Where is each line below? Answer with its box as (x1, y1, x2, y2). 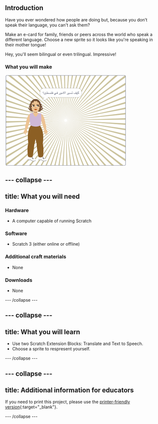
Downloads (5, 276, 33, 283)
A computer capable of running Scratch (12, 218, 91, 224)
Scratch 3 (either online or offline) (12, 241, 80, 247)
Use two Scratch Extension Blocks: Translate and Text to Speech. (12, 341, 143, 347)
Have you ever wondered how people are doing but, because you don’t (5, 17, 147, 22)
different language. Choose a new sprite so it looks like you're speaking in (5, 37, 153, 42)
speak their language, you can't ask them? (5, 22, 90, 28)
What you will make (5, 63, 53, 70)
